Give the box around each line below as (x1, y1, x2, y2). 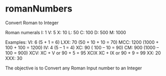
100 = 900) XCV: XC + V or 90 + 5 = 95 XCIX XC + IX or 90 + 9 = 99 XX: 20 (5, 50, 161, 56)
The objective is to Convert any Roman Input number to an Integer (5, 65, 142, 71)
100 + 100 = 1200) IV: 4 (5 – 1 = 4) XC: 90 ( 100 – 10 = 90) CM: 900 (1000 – (5, 44, 159, 50)
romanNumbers (5, 3, 72, 15)
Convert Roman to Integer (5, 20, 59, 26)
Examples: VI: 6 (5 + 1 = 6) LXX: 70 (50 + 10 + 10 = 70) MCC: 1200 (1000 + (5, 39, 159, 45)
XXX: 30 (5, 55, 23, 61)
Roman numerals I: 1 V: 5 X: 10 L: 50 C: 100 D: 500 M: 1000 (5, 29, 126, 35)
